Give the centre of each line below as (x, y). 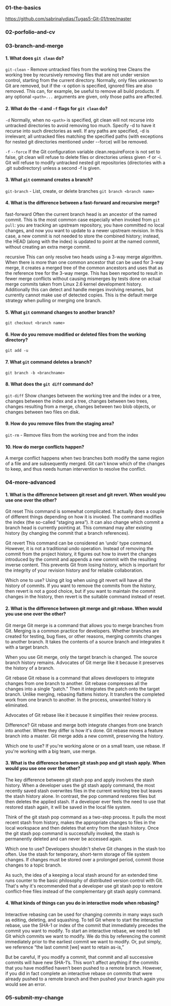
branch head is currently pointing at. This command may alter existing (79, 528)
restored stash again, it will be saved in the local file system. (68, 807)
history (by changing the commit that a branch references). (67, 533)
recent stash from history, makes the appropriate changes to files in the (80, 822)
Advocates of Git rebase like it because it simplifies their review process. (82, 715)
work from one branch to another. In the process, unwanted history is (78, 699)
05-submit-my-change (34, 997)
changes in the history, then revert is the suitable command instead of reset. (86, 597)
